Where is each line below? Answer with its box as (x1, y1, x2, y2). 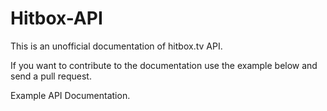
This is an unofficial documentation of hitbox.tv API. (10, 40, 223, 52)
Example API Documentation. (10, 89, 131, 101)
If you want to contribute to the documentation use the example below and (10, 59, 318, 71)
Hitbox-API (10, 7, 103, 30)
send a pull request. (10, 70, 92, 82)
